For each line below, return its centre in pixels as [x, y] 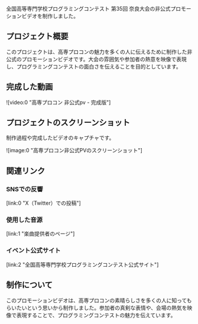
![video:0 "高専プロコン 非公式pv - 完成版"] [59, 102]
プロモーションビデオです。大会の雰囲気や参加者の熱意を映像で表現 [104, 59]
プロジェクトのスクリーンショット [68, 123]
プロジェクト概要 [37, 36]
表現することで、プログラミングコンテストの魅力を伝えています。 [96, 315]
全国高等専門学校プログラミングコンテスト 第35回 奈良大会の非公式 [88, 9]
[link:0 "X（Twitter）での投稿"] [43, 203]
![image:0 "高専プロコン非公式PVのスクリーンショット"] [74, 150]
